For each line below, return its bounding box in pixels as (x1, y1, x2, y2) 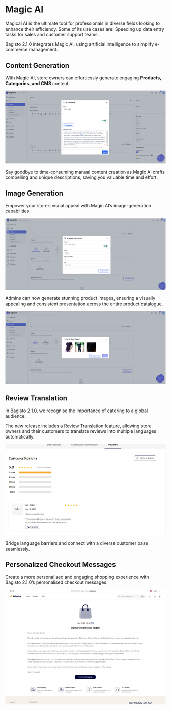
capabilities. (5, 208, 31, 214)
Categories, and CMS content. (5, 80, 70, 86)
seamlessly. (5, 545, 30, 552)
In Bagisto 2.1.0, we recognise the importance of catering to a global (5, 407, 148, 414)
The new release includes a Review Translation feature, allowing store (5, 423, 152, 429)
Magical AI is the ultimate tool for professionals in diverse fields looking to (5, 20, 160, 26)
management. (28, 46, 58, 52)
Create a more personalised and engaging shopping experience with (5, 574, 149, 580)
